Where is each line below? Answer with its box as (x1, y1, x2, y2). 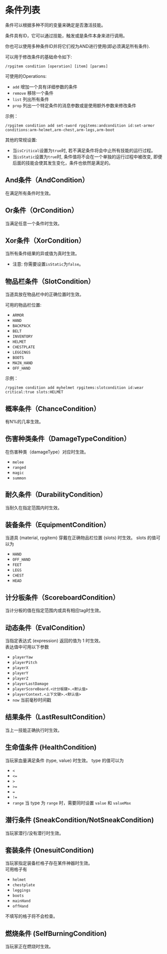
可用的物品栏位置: (5, 302, 42, 308)
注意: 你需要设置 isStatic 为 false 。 (12, 261, 84, 267)
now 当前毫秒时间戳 (12, 697, 51, 703)
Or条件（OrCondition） (5, 206, 78, 215)
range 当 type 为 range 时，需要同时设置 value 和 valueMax (12, 800, 131, 806)
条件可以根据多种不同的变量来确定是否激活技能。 (5, 22, 106, 28)
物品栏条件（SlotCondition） (5, 277, 95, 286)
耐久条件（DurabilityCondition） (5, 490, 107, 499)
